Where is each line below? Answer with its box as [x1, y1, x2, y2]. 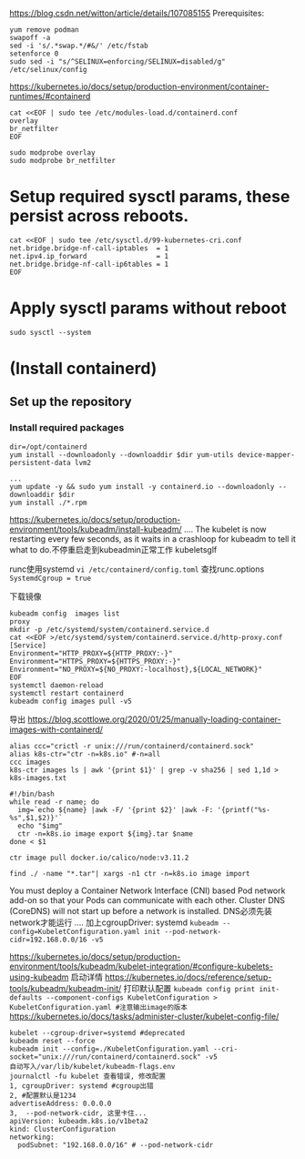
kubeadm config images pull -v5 [9, 696, 132, 706]
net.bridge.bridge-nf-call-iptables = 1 [9, 243, 169, 253]
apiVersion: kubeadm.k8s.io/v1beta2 [9, 1116, 148, 1125]
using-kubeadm [9, 971, 69, 982]
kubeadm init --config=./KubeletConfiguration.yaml [9, 1044, 209, 1053]
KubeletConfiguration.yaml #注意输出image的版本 [9, 1002, 188, 1012]
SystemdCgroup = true [9, 574, 92, 583]
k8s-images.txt [9, 773, 67, 782]
